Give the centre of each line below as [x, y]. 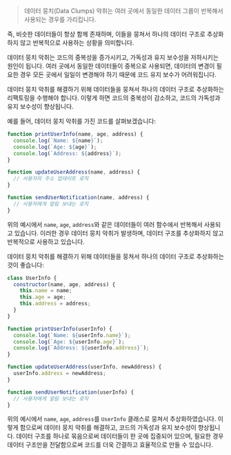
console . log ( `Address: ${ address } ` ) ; [68, 153]
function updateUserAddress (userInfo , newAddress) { [84, 367]
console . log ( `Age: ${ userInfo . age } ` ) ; [69, 342]
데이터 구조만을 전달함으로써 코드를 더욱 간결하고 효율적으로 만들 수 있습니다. [110, 445]
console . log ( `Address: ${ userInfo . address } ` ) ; [81, 348]
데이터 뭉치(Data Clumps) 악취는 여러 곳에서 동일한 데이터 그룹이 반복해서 [123, 11]
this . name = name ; [46, 291]
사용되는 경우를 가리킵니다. [60, 19]
